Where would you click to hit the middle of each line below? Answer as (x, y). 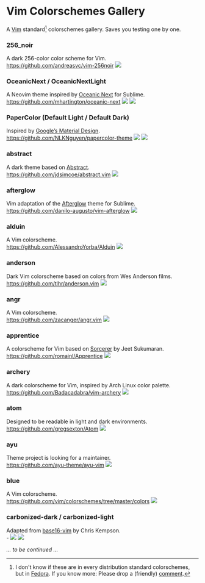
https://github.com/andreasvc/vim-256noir (60, 65)
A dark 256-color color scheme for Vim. (56, 58)
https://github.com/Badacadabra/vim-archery (64, 392)
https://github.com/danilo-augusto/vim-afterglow (68, 211)
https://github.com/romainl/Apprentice (55, 356)
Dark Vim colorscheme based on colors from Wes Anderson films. (89, 276)
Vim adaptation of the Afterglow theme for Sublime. (71, 204)
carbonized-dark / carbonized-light (60, 517)
